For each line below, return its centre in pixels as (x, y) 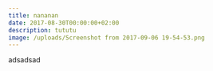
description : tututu (43, 30)
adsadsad (25, 60)
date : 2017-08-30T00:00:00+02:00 (64, 23)
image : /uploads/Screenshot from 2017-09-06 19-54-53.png (106, 37)
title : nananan (34, 15)
